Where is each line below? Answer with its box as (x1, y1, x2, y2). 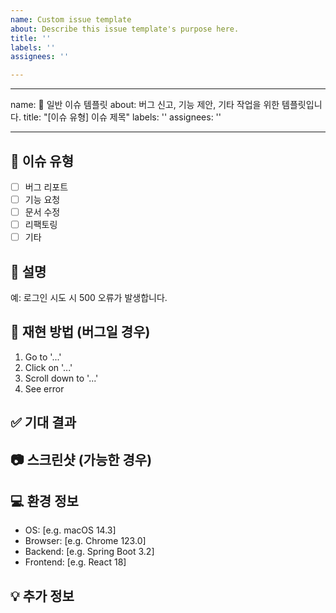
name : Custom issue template (10, 14, 132, 25)
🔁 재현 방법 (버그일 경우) (10, 324, 151, 341)
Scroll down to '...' (24, 372, 99, 384)
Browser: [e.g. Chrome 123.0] (24, 535, 147, 547)
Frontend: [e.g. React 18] (24, 556, 127, 568)
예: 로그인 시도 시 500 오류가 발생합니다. (10, 292, 168, 304)
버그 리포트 (24, 181, 69, 193)
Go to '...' (24, 351, 62, 363)
